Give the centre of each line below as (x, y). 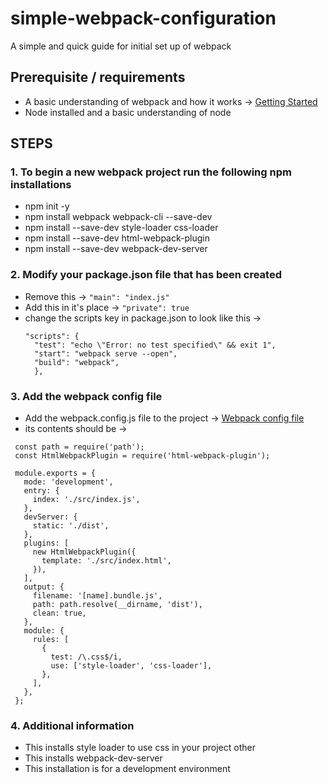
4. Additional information (72, 725)
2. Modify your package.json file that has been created (146, 275)
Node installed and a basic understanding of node (128, 112)
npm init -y (47, 206)
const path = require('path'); (79, 447)
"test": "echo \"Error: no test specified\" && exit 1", (155, 345)
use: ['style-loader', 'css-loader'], (131, 666)
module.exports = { (55, 473)
